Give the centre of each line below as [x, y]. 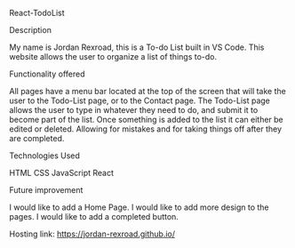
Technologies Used [44, 156]
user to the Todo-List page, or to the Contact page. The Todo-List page [140, 100]
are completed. [37, 138]
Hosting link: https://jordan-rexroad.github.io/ [92, 234]
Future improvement [46, 190]
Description [30, 30]
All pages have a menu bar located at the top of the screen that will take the [147, 91]
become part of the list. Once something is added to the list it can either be [147, 120]
